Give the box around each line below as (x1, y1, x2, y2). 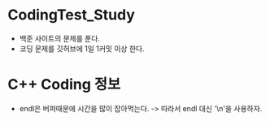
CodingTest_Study (7, 6, 136, 24)
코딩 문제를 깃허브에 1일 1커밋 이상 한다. (19, 43, 145, 54)
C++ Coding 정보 (7, 76, 121, 94)
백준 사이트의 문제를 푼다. (19, 33, 101, 43)
